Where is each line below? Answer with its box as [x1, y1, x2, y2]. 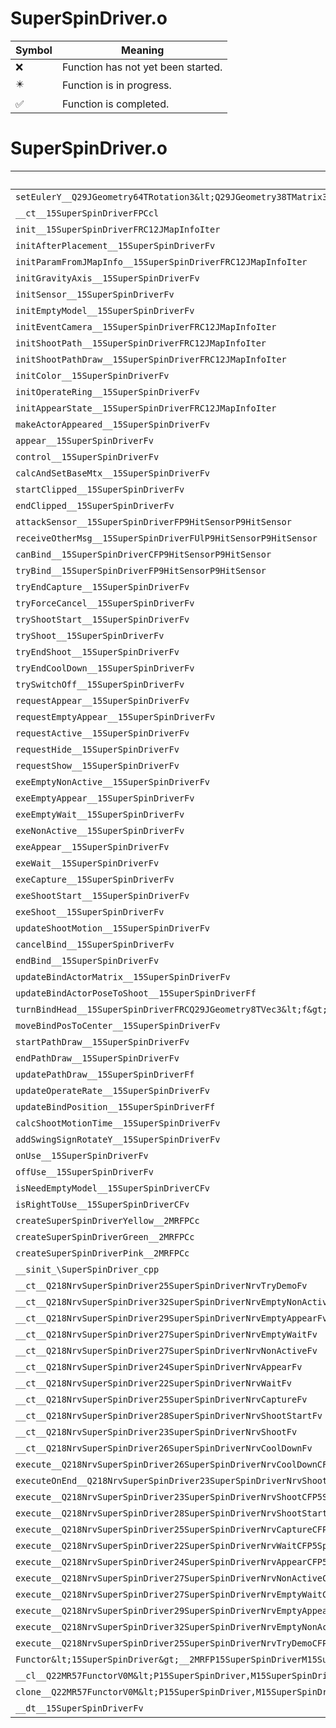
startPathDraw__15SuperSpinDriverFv [15, 1036, 190, 1047]
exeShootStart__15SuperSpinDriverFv [15, 890, 190, 901]
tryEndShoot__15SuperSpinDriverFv [15, 646, 180, 657]
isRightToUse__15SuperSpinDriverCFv [15, 1198, 190, 1210]
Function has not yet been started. [61, 60, 223, 74]
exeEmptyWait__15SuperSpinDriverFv [15, 808, 185, 820]
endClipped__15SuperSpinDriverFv [15, 500, 175, 511]
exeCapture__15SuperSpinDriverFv [15, 873, 175, 885]
